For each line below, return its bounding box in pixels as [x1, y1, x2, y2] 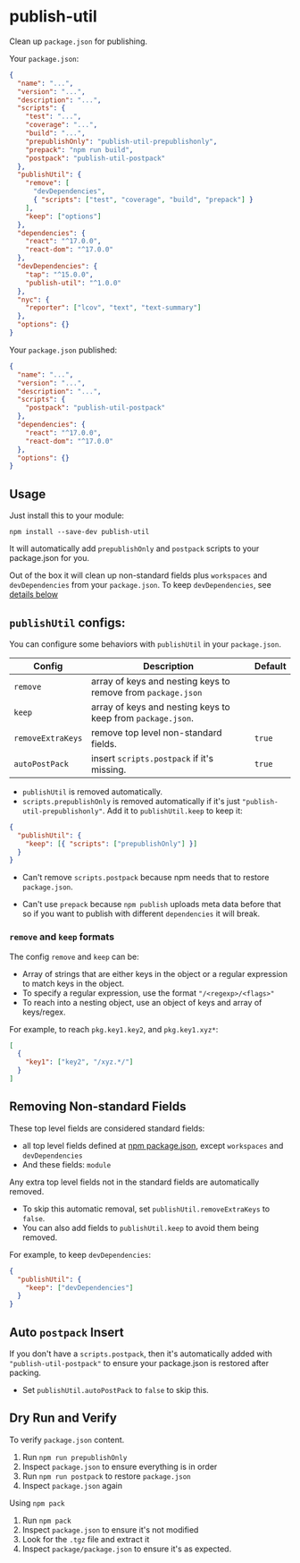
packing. [9, 1367, 42, 1378]
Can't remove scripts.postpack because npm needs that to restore [21, 872, 270, 883]
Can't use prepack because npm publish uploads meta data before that [21, 899, 281, 910]
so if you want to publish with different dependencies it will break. [21, 908, 261, 919]
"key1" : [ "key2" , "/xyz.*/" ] [25, 1058, 134, 1066]
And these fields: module [21, 1159, 112, 1169]
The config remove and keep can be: [9, 951, 140, 962]
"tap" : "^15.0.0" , [25, 270, 94, 279]
